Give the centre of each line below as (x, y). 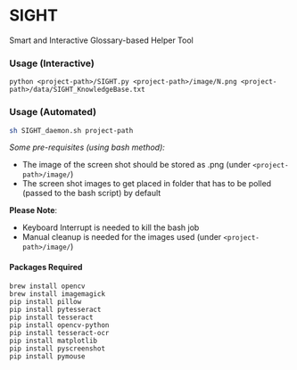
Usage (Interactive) (52, 63)
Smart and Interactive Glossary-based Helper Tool (101, 40)
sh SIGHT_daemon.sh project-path (71, 130)
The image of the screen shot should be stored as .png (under (136, 165)
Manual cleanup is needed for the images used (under (122, 237)
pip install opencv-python (59, 325)
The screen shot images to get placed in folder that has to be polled (147, 184)
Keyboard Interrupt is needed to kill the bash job (111, 227)
